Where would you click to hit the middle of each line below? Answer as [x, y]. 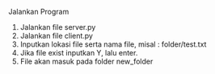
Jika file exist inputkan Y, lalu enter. [79, 53]
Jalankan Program [39, 12]
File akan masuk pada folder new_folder [86, 61]
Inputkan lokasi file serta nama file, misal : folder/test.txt [113, 44]
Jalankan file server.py [58, 27]
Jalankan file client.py [56, 36]
